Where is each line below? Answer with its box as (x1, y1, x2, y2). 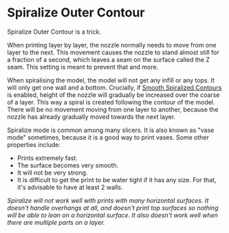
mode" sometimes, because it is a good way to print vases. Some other (7, 133, 210, 142)
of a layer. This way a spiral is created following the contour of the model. (7, 98, 215, 106)
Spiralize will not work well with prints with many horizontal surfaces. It (7, 196, 209, 204)
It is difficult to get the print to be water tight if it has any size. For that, (17, 175, 217, 184)
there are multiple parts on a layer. (7, 218, 105, 226)
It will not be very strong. (17, 168, 88, 177)
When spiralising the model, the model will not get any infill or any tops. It (7, 76, 215, 84)
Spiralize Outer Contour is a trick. (7, 27, 102, 36)
